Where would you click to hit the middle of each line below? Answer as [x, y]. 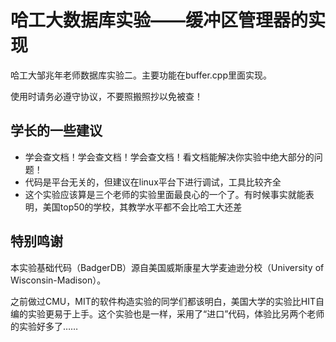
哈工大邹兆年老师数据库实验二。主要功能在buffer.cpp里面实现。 [141, 75]
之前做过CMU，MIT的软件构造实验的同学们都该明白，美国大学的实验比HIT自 [167, 301]
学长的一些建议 [56, 131]
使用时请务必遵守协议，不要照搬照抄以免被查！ [106, 96]
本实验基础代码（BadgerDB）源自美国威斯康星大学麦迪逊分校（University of [167, 267]
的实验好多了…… [44, 326]
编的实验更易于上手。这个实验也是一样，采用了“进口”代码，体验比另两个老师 [167, 313]
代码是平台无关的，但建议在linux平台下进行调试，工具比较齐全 [153, 182]
